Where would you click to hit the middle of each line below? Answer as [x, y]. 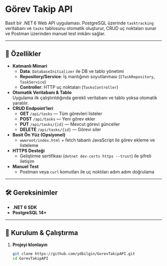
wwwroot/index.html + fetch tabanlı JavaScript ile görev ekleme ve [87, 140]
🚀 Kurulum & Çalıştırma [42, 233]
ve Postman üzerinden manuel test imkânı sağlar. [55, 33]
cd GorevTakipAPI [30, 259]
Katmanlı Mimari [30, 66]
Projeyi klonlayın [30, 245]
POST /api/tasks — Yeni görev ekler [57, 119]
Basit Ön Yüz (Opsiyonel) [39, 134]
